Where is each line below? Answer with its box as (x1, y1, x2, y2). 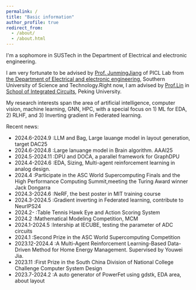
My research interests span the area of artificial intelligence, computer (6, 99, 176, 106)
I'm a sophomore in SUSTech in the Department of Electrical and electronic (6, 52, 187, 58)
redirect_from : (6, 25, 43, 31)
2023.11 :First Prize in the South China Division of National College (14, 258, 174, 265)
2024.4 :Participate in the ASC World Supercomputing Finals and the (14, 172, 180, 178)
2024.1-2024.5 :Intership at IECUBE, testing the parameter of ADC (14, 222, 174, 228)
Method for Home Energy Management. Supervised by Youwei (32, 246, 183, 253)
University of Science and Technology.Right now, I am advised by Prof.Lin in (6, 82, 190, 88)
